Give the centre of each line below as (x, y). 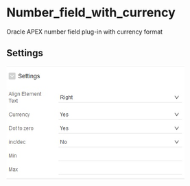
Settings (25, 53)
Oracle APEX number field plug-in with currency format (84, 32)
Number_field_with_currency (91, 13)
